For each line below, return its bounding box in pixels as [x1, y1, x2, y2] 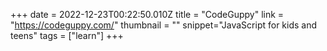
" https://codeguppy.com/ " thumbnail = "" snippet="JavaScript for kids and [10, 19, 318, 31]
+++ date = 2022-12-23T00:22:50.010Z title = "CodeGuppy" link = [10, 9, 285, 20]
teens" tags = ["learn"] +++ [10, 30, 124, 41]
